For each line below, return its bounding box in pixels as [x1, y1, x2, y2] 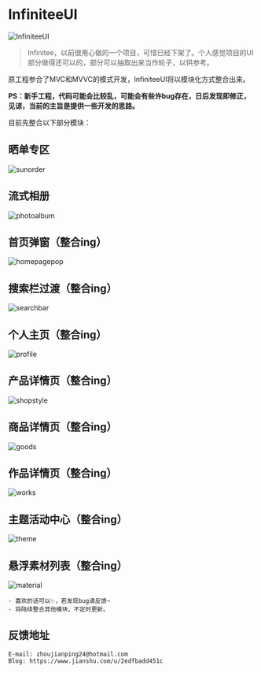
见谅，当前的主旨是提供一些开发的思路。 [8, 101, 139, 110]
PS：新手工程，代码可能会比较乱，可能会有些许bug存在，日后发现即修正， [8, 91, 251, 100]
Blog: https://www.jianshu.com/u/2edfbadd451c [8, 656, 164, 665]
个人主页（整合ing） [8, 328, 108, 341]
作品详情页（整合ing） [8, 467, 118, 480]
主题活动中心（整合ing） [8, 512, 128, 526]
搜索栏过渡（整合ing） [8, 281, 118, 295]
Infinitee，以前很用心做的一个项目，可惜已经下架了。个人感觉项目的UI [27, 47, 254, 57]
